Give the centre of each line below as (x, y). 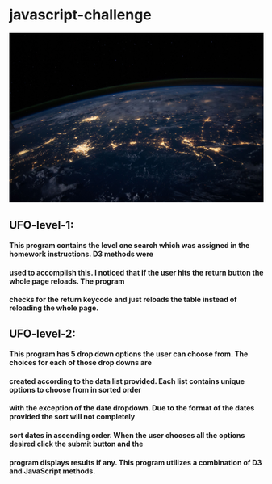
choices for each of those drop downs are (80, 363)
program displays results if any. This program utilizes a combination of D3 (136, 462)
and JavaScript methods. (52, 471)
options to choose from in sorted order (75, 389)
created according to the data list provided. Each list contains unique (127, 381)
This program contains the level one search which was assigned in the (130, 246)
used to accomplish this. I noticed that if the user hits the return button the (136, 272)
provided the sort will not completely (72, 417)
